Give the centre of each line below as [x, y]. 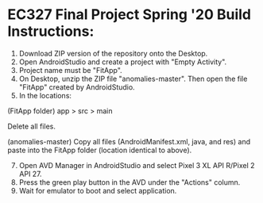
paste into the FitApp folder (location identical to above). [100, 150]
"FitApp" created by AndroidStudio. [77, 87]
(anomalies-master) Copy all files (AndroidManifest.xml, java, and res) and [129, 141]
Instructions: [51, 31]
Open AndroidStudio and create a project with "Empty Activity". [123, 62]
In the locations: [45, 95]
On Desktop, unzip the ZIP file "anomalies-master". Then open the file [133, 79]
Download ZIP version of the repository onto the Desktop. [113, 53]
